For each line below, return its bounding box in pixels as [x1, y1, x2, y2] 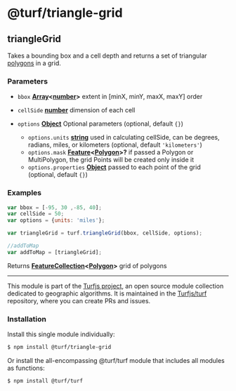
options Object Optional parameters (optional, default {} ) [17, 119, 184, 128]
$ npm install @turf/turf [7, 378, 83, 385]
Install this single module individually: [7, 330, 115, 338]
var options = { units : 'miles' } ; [7, 217, 105, 224]
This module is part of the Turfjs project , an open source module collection [7, 281, 224, 290]
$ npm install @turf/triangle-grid [7, 344, 112, 351]
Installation [7, 314, 47, 324]
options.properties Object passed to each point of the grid [27, 163, 202, 171]
